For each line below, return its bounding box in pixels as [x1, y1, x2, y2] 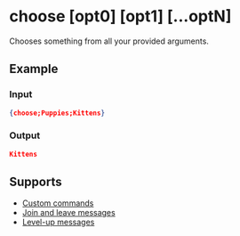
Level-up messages [21, 216, 95, 228]
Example [9, 61, 59, 77]
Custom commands [21, 198, 94, 208]
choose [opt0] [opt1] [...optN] [9, 6, 232, 27]
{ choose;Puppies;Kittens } [9, 109, 105, 118]
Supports [9, 175, 62, 190]
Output [9, 129, 41, 142]
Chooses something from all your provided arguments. [9, 36, 209, 46]
